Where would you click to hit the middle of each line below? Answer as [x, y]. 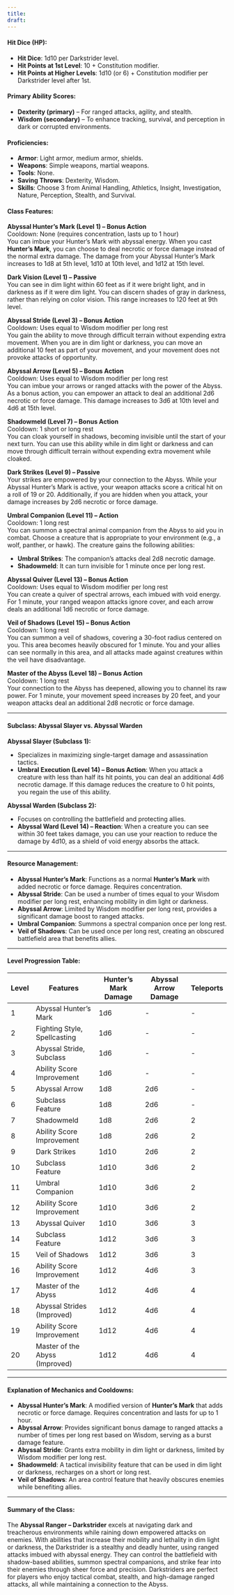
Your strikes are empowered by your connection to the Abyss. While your [112, 480]
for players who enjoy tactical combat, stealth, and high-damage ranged [111, 1577]
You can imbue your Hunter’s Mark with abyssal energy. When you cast [110, 242]
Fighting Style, [60, 1028]
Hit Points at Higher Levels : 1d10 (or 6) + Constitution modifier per [113, 73]
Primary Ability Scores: [42, 96]
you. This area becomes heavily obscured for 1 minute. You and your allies [114, 645]
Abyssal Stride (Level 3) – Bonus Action [65, 320]
